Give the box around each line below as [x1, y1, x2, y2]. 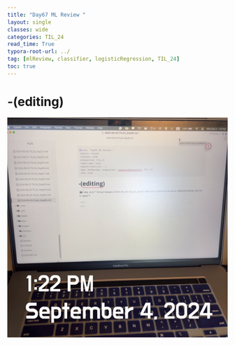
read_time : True [7, 41, 55, 48]
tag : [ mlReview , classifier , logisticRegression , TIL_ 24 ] [7, 56, 180, 63]
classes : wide [7, 26, 49, 33]
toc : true [7, 63, 36, 70]
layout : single [7, 18, 52, 26]
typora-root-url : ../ [7, 48, 71, 55]
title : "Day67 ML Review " [7, 11, 86, 18]
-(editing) [7, 94, 64, 110]
